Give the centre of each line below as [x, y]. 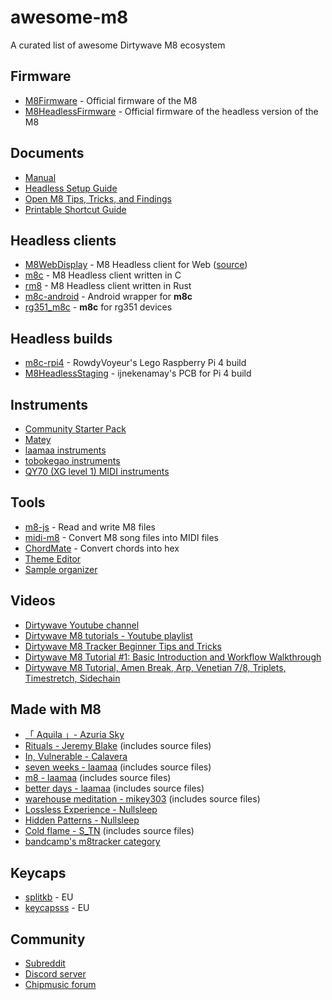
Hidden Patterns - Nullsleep [82, 820]
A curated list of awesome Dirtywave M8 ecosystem [118, 45]
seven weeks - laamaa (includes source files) [118, 767]
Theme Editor [53, 558]
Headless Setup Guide [71, 188]
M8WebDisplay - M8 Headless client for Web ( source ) [136, 265]
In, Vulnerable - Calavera [76, 757]
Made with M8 [56, 709]
